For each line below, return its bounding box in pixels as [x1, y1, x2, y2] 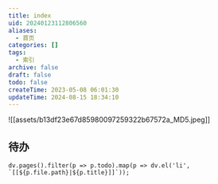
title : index [8, 11, 52, 20]
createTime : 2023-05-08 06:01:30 [8, 85, 119, 94]
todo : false [8, 78, 48, 86]
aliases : [8, 26, 37, 34]
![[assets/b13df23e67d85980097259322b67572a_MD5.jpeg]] [8, 115, 211, 124]
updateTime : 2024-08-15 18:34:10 [8, 93, 119, 101]
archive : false [8, 64, 59, 72]
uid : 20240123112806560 [8, 19, 88, 27]
